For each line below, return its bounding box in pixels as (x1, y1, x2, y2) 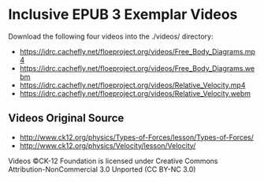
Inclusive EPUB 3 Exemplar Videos (8, 6, 238, 24)
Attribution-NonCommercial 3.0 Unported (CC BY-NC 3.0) (8, 164, 196, 174)
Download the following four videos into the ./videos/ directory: (8, 32, 214, 41)
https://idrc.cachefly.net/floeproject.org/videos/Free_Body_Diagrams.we (19, 63, 255, 72)
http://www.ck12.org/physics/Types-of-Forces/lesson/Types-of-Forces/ (19, 132, 254, 142)
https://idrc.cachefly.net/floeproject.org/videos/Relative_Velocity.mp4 (19, 80, 246, 90)
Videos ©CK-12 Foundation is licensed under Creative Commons (8, 156, 218, 165)
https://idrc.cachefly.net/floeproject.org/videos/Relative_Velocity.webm (19, 88, 251, 98)
